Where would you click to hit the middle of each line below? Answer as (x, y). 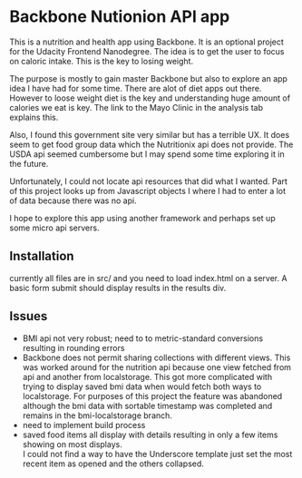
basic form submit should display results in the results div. (118, 288)
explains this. (34, 117)
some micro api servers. (54, 228)
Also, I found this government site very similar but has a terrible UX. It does (150, 134)
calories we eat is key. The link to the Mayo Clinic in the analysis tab (136, 107)
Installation (42, 256)
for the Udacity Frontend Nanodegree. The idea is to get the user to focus (147, 51)
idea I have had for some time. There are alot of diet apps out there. (136, 88)
